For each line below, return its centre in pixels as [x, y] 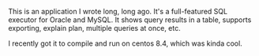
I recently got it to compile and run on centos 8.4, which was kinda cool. [125, 43]
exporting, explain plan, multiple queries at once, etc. [95, 28]
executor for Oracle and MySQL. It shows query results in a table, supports [130, 20]
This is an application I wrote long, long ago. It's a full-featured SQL [118, 11]
